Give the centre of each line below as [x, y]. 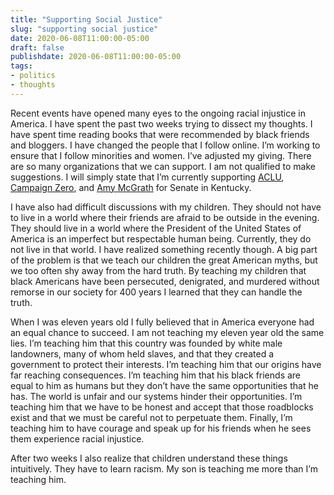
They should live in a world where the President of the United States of [156, 228]
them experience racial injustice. [77, 438]
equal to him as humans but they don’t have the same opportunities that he [164, 385]
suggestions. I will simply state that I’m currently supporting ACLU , [147, 177]
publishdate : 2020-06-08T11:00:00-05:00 [96, 57]
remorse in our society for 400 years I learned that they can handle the [156, 292]
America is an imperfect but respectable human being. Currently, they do [161, 238]
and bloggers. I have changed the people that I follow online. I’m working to [165, 145]
